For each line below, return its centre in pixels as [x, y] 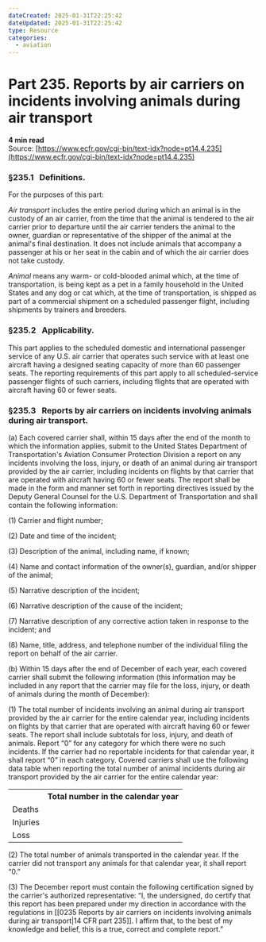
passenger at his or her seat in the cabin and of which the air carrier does [129, 252]
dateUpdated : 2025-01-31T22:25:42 [66, 23]
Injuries [26, 822]
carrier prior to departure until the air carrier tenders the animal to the [122, 227]
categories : [28, 38]
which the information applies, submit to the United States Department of [128, 446]
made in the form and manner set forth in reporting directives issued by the [131, 488]
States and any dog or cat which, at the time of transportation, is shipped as [132, 293]
